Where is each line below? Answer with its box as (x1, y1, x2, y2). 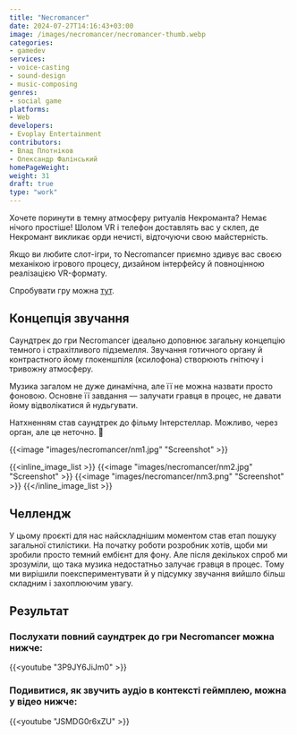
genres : (9, 88, 38, 97)
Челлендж (9, 507, 72, 522)
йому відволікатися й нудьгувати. (9, 399, 139, 410)
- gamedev (9, 47, 47, 56)
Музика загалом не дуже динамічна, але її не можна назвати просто (9, 380, 273, 391)
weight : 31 (9, 171, 50, 180)
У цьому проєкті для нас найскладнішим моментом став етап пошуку (9, 530, 277, 541)
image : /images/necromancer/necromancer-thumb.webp (9, 30, 206, 38)
